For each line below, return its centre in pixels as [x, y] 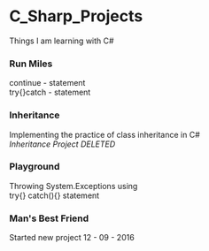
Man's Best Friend [49, 218]
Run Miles [31, 64]
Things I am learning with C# [62, 41]
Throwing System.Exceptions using [74, 186]
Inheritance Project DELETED [62, 144]
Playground [35, 167]
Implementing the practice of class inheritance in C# [105, 134]
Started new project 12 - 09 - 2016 [72, 238]
